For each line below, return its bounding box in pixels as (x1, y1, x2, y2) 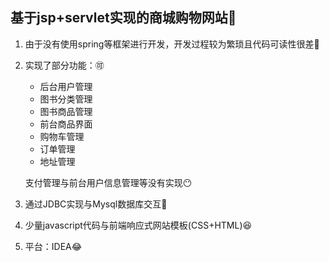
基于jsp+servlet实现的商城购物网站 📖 (10, 9, 237, 27)
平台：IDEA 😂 (24, 240, 83, 252)
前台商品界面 (39, 118, 93, 130)
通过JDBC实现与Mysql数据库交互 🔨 (24, 198, 168, 210)
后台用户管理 (39, 80, 93, 92)
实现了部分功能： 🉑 (24, 59, 105, 71)
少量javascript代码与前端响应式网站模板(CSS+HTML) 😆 (24, 219, 253, 231)
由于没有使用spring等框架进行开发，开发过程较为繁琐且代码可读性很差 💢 (24, 38, 320, 50)
